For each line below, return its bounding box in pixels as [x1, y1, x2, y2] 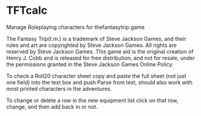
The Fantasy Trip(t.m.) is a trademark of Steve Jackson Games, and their [6, 35, 187, 42]
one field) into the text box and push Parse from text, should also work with [6, 79, 193, 86]
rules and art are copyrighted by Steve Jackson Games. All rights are [6, 41, 177, 49]
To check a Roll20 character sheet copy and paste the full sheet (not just [6, 72, 187, 79]
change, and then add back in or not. [6, 103, 98, 110]
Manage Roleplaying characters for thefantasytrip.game [6, 23, 145, 31]
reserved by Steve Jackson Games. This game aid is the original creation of [6, 47, 194, 55]
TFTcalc [6, 4, 48, 17]
